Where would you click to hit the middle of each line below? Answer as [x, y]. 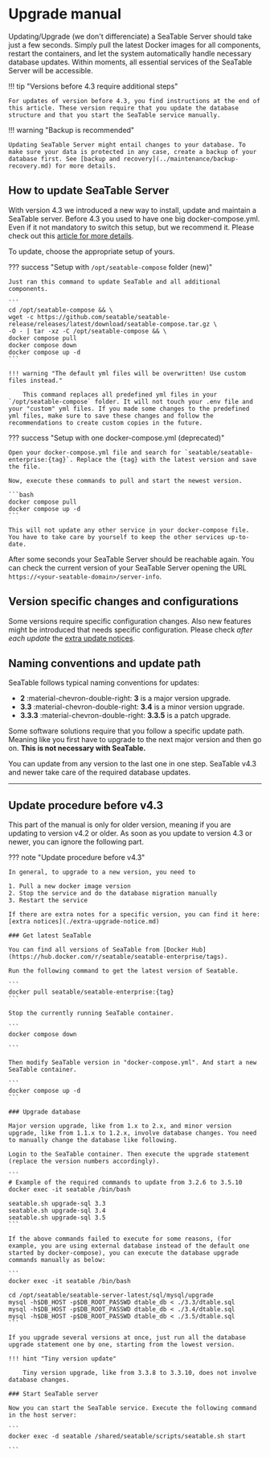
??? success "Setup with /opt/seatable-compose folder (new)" [110, 267]
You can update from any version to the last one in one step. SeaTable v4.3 [133, 764]
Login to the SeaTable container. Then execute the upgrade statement [129, 1154]
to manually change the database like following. [93, 1140]
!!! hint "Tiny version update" [62, 1359]
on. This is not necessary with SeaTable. [77, 748]
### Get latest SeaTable [50, 936]
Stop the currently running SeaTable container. [91, 1013]
